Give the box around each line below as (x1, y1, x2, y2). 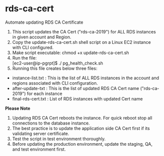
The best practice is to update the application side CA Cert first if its (12, 125, 150, 131)
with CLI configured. (12, 44, 54, 50)
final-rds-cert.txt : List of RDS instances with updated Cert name (12, 95, 143, 101)
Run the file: (12, 55, 37, 61)
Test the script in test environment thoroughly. (12, 136, 106, 142)
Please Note (5, 105, 30, 111)
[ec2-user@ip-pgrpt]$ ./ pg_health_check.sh (12, 60, 103, 66)
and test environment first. (12, 146, 66, 152)
